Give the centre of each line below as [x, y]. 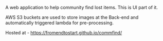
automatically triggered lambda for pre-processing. [60, 23]
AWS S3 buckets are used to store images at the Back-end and [72, 17]
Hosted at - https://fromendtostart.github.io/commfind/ [64, 33]
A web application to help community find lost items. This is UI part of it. [82, 7]
